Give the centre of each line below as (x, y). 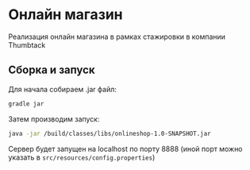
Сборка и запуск (52, 70)
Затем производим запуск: (54, 119)
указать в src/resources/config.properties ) (82, 157)
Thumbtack (27, 44)
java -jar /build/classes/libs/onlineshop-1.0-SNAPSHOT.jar (110, 133)
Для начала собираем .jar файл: (63, 89)
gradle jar (26, 104)
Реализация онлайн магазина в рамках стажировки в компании (117, 37)
